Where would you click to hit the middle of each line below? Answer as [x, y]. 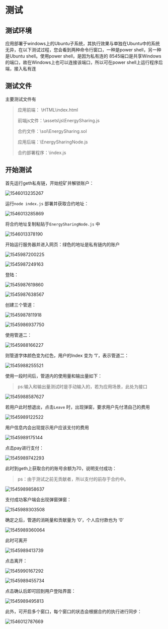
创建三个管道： [21, 304]
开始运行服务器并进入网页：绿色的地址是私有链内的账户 [62, 244]
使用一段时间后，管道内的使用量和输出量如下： [54, 376]
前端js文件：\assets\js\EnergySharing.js [58, 120]
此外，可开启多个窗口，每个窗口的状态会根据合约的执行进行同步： [73, 611]
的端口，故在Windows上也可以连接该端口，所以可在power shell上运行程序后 [84, 62]
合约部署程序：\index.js [42, 152]
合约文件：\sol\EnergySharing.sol [52, 131]
